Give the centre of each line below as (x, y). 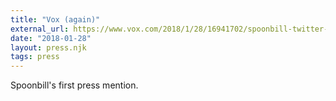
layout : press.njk (48, 47)
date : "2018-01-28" (51, 38)
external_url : (40, 29)
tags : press (35, 57)
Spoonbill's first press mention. (74, 85)
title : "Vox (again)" (55, 19)
